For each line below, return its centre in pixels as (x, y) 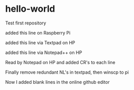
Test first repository (26, 23)
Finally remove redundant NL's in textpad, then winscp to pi (67, 72)
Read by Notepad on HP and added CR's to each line (60, 62)
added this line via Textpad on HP (40, 42)
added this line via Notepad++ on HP (44, 52)
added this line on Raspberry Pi (38, 33)
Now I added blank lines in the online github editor (57, 82)
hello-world (30, 9)
